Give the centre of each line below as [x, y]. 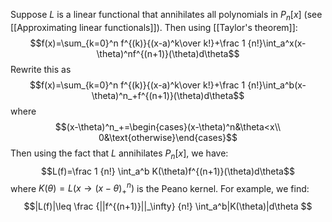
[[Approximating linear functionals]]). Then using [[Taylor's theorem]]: [154, 27]
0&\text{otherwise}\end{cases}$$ [168, 137]
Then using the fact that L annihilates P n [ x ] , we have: [119, 154]
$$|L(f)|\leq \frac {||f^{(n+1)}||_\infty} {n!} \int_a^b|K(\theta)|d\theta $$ [168, 206]
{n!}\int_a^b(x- [277, 85]
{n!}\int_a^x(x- [277, 43]
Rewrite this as [41, 69]
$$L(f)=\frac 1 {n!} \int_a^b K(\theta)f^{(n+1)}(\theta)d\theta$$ [168, 171]
